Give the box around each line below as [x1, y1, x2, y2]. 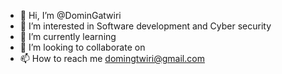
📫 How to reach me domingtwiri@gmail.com [19, 53, 205, 64]
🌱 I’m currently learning [19, 31, 117, 42]
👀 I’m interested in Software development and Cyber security [19, 20, 272, 32]
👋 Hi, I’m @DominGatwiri [19, 10, 122, 21]
